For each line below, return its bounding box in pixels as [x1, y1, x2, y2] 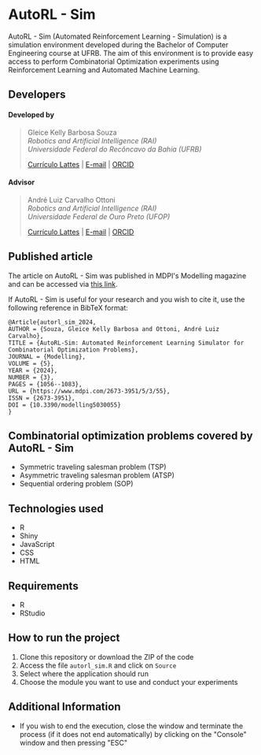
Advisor [8, 177, 35, 187]
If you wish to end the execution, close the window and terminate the [19, 721, 244, 731]
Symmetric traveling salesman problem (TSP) [19, 463, 167, 472]
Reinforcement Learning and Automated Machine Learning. [8, 65, 200, 74]
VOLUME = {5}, [8, 359, 55, 367]
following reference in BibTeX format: [8, 303, 128, 312]
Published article [8, 250, 93, 263]
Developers [8, 88, 66, 102]
